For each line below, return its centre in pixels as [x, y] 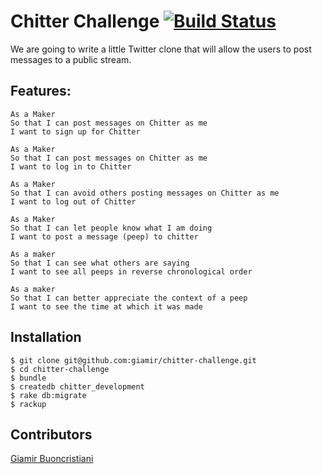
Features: [41, 91]
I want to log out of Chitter [73, 201]
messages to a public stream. [71, 59]
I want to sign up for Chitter [75, 131]
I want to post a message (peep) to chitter [104, 236]
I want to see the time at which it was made [106, 306]
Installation [46, 337]
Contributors [51, 434]
